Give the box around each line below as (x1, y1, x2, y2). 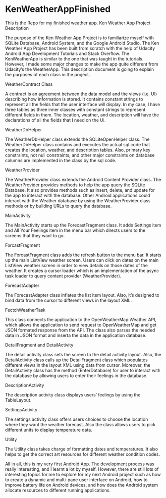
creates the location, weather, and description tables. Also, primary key (5, 147, 151, 153)
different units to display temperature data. (5, 427, 93, 433)
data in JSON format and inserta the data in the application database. (5, 332, 147, 338)
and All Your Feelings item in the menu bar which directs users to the (5, 227, 146, 233)
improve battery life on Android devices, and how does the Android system (5, 482, 158, 488)
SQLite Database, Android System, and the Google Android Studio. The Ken (5, 40, 160, 46)
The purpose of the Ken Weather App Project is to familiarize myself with (5, 35, 154, 41)
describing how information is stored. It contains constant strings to (5, 96, 143, 102)
